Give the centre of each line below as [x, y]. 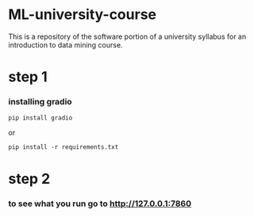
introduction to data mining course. [65, 44]
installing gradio [40, 102]
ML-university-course [83, 15]
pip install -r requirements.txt [63, 147]
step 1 [28, 77]
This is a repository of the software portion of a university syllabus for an [127, 36]
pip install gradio [40, 118]
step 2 [29, 179]
